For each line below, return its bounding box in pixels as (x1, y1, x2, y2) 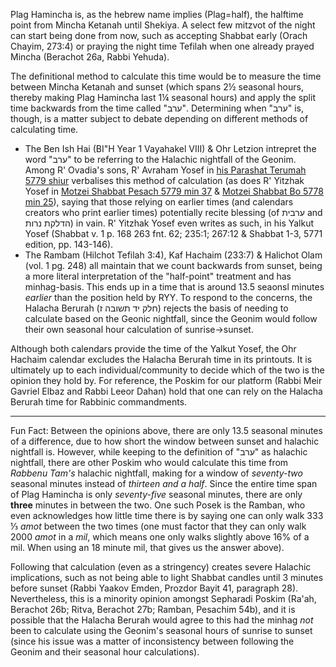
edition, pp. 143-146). (24, 239, 114, 250)
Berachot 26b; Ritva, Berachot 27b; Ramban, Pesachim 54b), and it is (10, 604, 296, 615)
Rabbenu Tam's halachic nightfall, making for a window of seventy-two (10, 467, 303, 479)
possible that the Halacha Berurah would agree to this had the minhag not (10, 614, 314, 626)
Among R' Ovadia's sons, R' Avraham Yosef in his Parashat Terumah (24, 164, 307, 176)
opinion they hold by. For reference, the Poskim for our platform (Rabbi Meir (10, 375, 323, 386)
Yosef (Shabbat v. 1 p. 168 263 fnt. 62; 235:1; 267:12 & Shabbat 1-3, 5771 (24, 228, 323, 239)
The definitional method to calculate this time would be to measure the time (10, 70, 322, 82)
